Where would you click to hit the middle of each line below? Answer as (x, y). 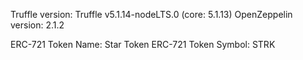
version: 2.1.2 (37, 25)
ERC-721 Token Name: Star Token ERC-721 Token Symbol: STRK (143, 44)
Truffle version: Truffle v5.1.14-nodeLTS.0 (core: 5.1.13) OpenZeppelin (151, 14)
